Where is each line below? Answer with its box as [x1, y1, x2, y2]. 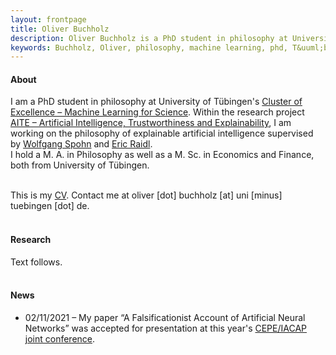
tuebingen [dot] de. [10, 200, 90, 212]
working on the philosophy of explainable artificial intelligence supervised [10, 127, 314, 140]
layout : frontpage [10, 14, 87, 25]
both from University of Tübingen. [10, 159, 150, 171]
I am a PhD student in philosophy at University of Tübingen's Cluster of [10, 96, 303, 108]
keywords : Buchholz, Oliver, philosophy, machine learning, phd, [10, 42, 288, 53]
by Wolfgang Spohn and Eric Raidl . [10, 138, 153, 150]
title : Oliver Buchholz [10, 24, 110, 34]
